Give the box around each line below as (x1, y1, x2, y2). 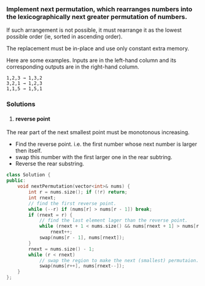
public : (6, 178, 26, 184)
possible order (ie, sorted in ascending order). (6, 33, 123, 40)
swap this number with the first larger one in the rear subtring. (15, 154, 173, 161)
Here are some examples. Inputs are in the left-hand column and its (6, 57, 177, 64)
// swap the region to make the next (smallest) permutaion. (39, 257, 199, 263)
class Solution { (6, 172, 51, 178)
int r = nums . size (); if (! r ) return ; (28, 189, 128, 195)
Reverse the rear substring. (15, 160, 85, 167)
